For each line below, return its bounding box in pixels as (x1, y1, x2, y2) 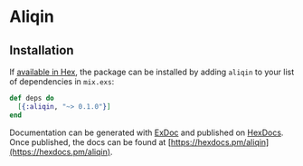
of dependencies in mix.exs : (9, 76, 115, 87)
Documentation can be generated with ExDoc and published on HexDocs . (9, 127, 284, 138)
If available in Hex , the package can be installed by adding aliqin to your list (9, 66, 295, 77)
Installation (9, 43, 74, 58)
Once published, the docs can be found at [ (9, 136, 172, 147)
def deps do (9, 93, 54, 103)
